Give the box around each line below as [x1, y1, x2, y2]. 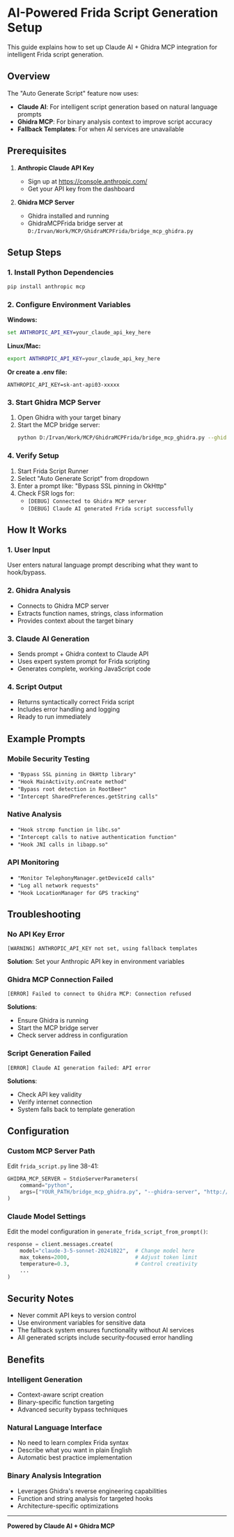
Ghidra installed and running [27, 211, 109, 220]
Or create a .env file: [7, 368, 68, 376]
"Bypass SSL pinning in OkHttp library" [17, 771, 136, 778]
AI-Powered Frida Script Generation [7, 5, 218, 21]
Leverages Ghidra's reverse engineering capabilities [17, 1487, 167, 1495]
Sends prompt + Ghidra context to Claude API [17, 649, 149, 658]
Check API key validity [17, 1090, 82, 1099]
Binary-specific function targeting [17, 1398, 115, 1406]
